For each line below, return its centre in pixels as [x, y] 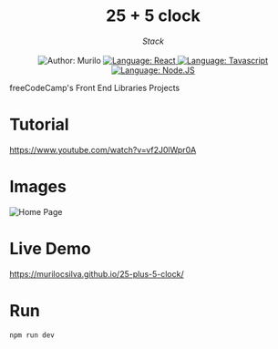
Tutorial [40, 125]
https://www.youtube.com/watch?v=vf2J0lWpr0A [103, 149]
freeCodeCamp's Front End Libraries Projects [95, 87]
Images [38, 187]
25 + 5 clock [153, 16]
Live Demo [50, 249]
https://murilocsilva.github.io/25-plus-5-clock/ [97, 273]
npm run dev [32, 335]
